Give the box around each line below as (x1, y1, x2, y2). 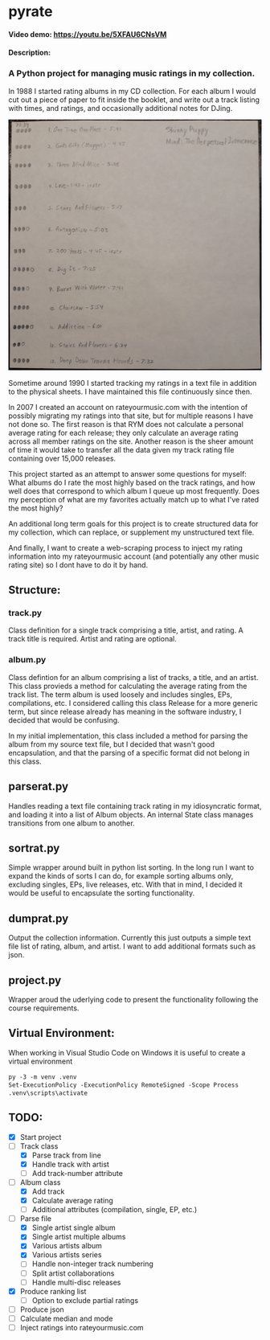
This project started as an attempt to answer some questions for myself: (8, 469, 247, 478)
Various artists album (31, 1241, 103, 1251)
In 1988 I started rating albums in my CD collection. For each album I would (8, 86, 256, 96)
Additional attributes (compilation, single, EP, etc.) (31, 1205, 198, 1215)
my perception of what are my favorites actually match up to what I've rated (8, 494, 260, 504)
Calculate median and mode (19, 1313, 113, 1323)
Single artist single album (31, 1223, 117, 1232)
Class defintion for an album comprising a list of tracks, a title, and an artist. (8, 672, 259, 682)
